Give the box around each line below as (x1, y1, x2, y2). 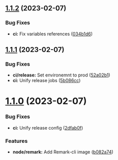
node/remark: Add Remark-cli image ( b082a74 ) (12, 149, 113, 155)
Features (5, 137, 28, 144)
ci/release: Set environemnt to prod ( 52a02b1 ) (12, 72, 110, 78)
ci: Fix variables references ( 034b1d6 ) (12, 30, 93, 37)
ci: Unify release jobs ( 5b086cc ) (12, 77, 81, 84)
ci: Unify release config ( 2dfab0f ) (12, 125, 83, 131)
